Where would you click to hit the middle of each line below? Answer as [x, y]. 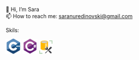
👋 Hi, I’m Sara [23, 9]
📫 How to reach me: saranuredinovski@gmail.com [69, 16]
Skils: [12, 30]
